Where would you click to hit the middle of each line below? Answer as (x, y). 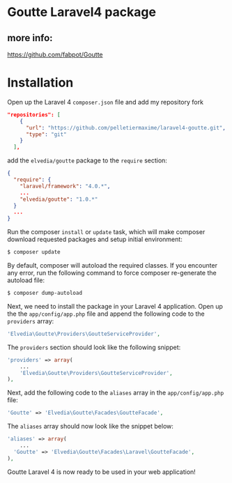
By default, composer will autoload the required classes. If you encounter (113, 266)
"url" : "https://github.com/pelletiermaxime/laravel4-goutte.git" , (126, 128)
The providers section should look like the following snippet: (94, 347)
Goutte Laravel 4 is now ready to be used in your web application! (102, 472)
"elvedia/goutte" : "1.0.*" (59, 199)
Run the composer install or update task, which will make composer (106, 232)
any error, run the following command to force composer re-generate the (112, 273)
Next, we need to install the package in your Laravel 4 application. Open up (115, 306)
